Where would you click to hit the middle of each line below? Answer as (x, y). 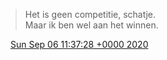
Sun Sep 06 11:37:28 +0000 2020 (79, 44)
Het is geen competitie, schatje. (90, 14)
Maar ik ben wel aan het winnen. (91, 25)
